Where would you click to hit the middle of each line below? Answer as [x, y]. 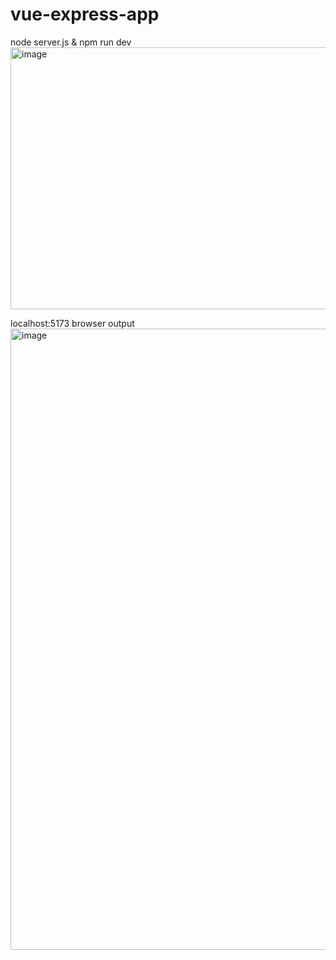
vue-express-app [85, 14]
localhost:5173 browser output [72, 323]
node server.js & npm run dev [71, 42]
